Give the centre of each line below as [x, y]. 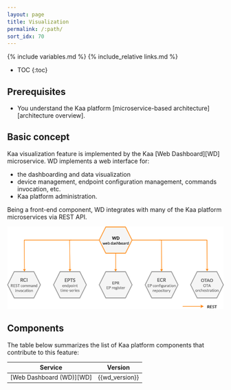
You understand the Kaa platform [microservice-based [94, 108]
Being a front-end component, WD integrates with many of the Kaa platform [114, 209]
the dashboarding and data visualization [74, 174]
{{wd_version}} [119, 378]
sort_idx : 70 [26, 36]
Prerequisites [36, 92]
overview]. [70, 116]
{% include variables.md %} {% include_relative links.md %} [93, 57]
